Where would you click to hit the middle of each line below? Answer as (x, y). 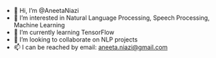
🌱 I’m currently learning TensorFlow (64, 32)
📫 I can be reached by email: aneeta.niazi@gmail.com (91, 47)
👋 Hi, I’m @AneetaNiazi (46, 11)
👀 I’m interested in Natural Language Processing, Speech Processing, (112, 18)
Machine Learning (39, 25)
